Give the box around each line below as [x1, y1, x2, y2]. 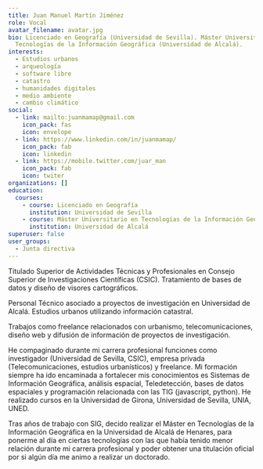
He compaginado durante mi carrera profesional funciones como [8, 345, 218, 354]
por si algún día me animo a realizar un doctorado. [8, 452, 171, 461]
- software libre [15, 70, 72, 78]
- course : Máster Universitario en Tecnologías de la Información [22, 216, 243, 224]
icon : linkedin [22, 150, 72, 158]
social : [8, 107, 34, 115]
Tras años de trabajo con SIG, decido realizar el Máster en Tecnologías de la [8, 419, 254, 428]
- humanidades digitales [15, 84, 96, 93]
